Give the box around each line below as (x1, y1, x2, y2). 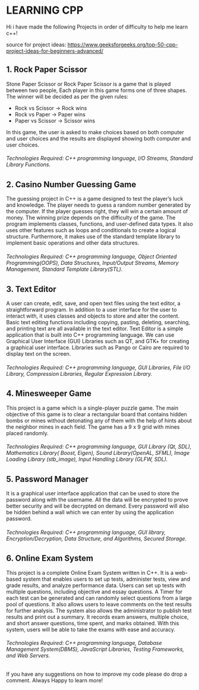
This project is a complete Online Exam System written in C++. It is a (6, 569, 174, 576)
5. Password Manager (6, 474, 89, 484)
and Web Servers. (6, 652, 50, 659)
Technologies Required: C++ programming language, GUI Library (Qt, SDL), (6, 443, 192, 450)
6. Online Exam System (6, 553, 94, 564)
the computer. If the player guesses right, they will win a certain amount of (6, 208, 188, 215)
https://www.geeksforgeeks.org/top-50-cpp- (67, 41, 178, 48)
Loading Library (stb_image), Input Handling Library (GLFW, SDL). (6, 455, 168, 463)
